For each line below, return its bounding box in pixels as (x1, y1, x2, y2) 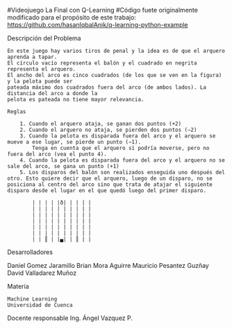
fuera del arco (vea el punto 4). (7, 151, 108, 158)
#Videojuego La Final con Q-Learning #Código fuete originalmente (7, 6, 198, 14)
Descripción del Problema (7, 34, 81, 42)
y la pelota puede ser (7, 78, 73, 85)
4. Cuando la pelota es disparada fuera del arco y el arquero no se (19, 157, 226, 164)
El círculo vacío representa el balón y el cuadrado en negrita (7, 60, 197, 67)
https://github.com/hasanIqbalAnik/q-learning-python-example (7, 21, 189, 28)
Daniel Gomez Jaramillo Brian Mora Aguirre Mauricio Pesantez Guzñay (7, 262, 210, 269)
